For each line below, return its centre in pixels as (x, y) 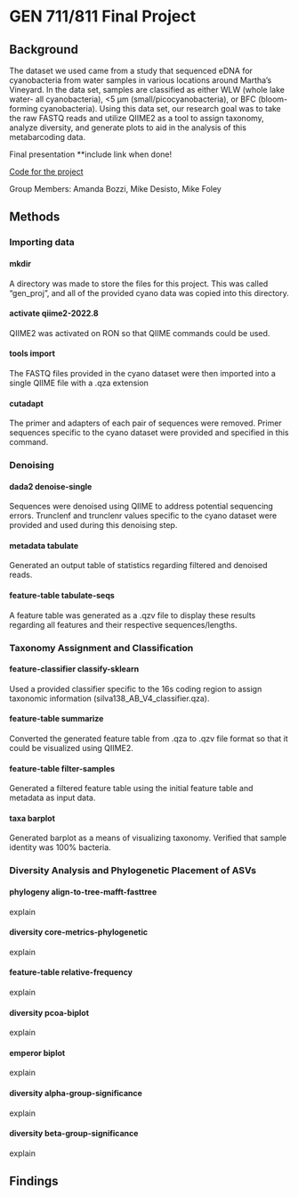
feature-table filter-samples (62, 768)
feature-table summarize (56, 719)
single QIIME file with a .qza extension (79, 383)
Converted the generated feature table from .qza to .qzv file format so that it (149, 739)
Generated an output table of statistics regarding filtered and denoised (139, 565)
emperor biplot (37, 1053)
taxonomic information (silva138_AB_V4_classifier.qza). (109, 698)
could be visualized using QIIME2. (71, 747)
